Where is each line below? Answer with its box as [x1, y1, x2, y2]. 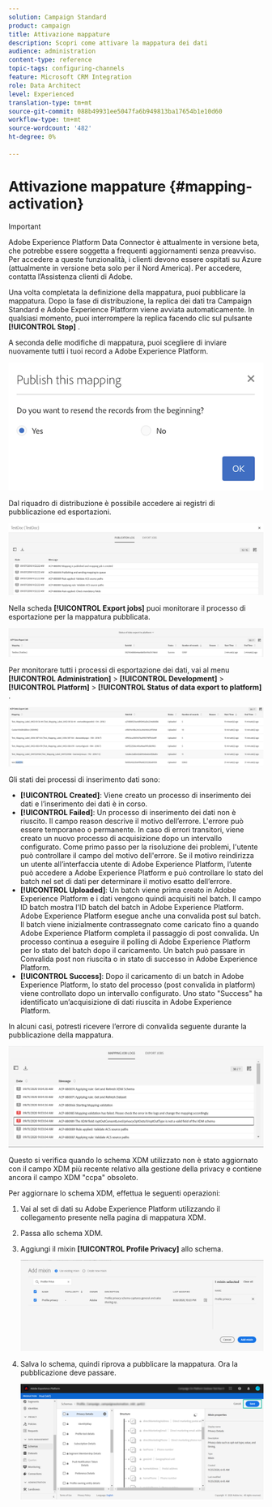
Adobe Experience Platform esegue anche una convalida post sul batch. [19, 911, 261, 921]
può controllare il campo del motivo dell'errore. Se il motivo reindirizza [19, 850, 255, 860]
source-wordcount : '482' [8, 124, 92, 133]
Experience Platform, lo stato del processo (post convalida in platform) [19, 980, 256, 990]
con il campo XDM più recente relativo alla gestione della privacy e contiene [8, 1164, 261, 1174]
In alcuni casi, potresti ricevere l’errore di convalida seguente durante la [8, 1021, 247, 1031]
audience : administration [8, 47, 96, 56]
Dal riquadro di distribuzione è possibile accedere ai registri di [8, 498, 215, 508]
